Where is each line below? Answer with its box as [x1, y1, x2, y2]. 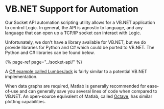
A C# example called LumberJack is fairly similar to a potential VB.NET [5, 68, 147, 74]
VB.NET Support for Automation [5, 3, 139, 15]
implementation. [5, 73, 38, 79]
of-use [5, 88, 19, 94]
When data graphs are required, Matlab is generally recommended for [5, 83, 146, 89]
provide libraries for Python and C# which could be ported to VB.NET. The [5, 44, 155, 50]
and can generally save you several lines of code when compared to [19, 88, 158, 94]
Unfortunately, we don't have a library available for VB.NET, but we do [5, 39, 146, 45]
